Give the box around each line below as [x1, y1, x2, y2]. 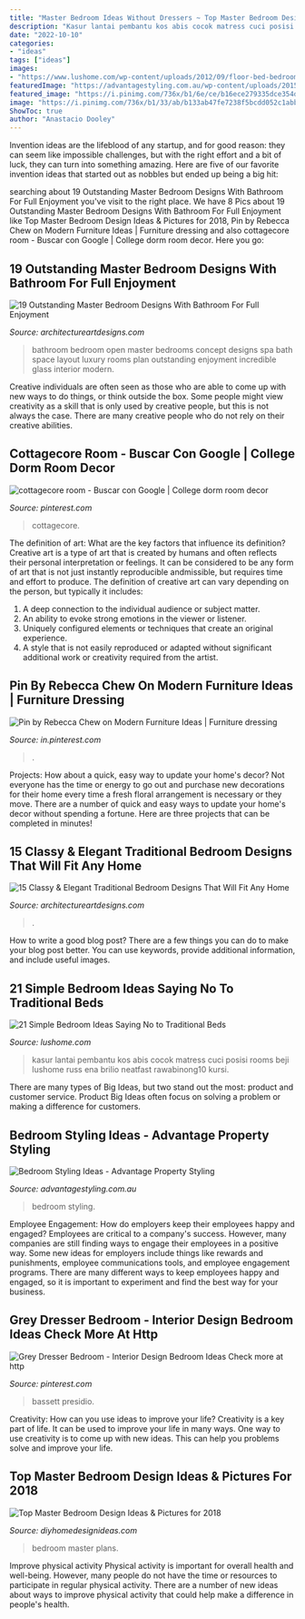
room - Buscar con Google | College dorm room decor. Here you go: [9, 235, 265, 246]
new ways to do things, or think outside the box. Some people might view [9, 390, 284, 401]
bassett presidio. [31, 1395, 95, 1406]
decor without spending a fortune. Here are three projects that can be [9, 808, 271, 819]
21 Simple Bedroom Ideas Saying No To [9, 980, 234, 996]
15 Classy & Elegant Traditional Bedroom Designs [9, 843, 293, 860]
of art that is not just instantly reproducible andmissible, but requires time [9, 566, 283, 578]
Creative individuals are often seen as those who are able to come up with [9, 381, 287, 392]
